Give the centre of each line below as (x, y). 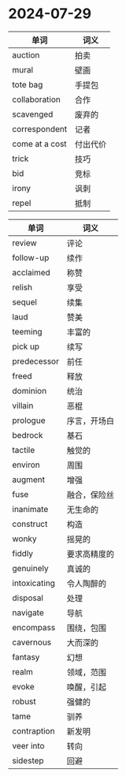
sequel (25, 302)
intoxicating (33, 583)
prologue (29, 420)
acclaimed (31, 272)
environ (26, 465)
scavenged (33, 114)
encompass (34, 627)
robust (24, 701)
